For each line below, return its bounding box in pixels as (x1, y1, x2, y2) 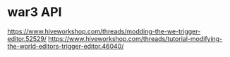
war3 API (7, 4, 62, 20)
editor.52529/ (7, 34, 47, 42)
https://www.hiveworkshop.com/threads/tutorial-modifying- (48, 34, 223, 42)
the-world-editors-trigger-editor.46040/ (7, 42, 124, 50)
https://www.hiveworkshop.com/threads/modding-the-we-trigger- (7, 27, 201, 35)
